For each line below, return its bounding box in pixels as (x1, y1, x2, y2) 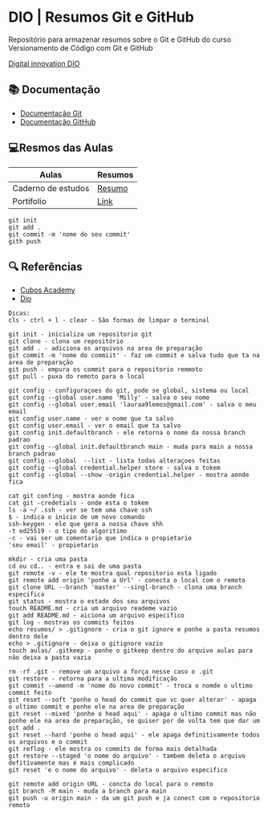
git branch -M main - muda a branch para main (8, 787, 167, 795)
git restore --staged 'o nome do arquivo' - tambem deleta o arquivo (8, 752, 246, 761)
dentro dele (8, 633, 48, 641)
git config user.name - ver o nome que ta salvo (8, 414, 174, 423)
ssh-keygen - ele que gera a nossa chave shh (8, 520, 163, 528)
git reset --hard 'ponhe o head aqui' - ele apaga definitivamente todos (8, 731, 261, 739)
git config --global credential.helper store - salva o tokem (8, 464, 221, 472)
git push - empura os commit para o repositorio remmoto (8, 365, 203, 373)
